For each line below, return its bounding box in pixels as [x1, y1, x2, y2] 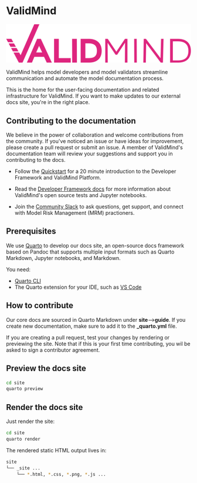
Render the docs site [6, 402, 83, 412]
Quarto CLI [14, 277, 41, 284]
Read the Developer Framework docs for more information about [14, 185, 171, 192]
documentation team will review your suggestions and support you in [6, 150, 173, 157]
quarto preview [6, 386, 43, 392]
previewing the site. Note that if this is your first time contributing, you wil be [6, 340, 191, 347]
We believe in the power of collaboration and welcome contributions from [6, 131, 184, 139]
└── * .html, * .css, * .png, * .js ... [16, 471, 107, 477]
